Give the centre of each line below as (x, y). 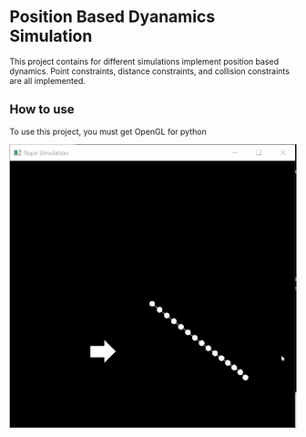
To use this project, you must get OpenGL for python (108, 131)
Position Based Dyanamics (112, 17)
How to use (42, 110)
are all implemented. (48, 80)
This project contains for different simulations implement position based (144, 61)
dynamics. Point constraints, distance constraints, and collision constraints (149, 71)
